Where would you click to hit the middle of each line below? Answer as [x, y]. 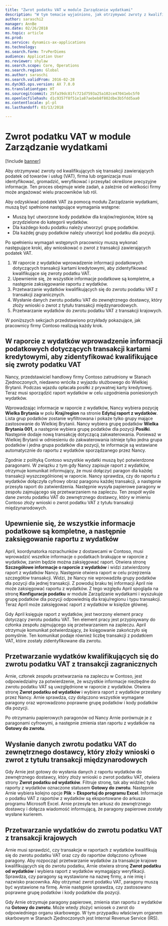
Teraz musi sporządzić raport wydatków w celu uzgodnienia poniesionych [81, 393]
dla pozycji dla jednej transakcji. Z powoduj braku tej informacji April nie [79, 583]
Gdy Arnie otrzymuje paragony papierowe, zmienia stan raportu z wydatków [84, 902]
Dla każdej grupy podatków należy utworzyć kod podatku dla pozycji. [84, 233]
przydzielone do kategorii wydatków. [50, 222]
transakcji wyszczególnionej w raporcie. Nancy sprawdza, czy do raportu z [82, 476]
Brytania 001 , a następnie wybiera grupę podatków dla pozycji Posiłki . [78, 429]
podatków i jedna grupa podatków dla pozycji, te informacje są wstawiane [81, 445]
